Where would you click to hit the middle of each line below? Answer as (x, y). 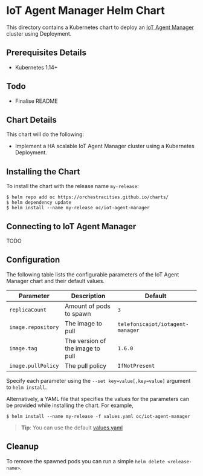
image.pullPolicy (34, 366)
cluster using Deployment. (39, 33)
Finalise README (37, 101)
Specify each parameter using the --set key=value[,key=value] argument (98, 380)
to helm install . (27, 387)
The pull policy (85, 365)
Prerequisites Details (46, 53)
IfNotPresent (136, 366)
